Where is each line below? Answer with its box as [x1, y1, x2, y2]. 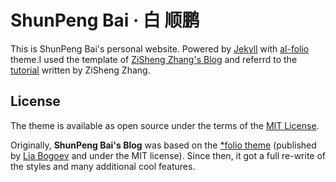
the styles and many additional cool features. [10, 160, 196, 172]
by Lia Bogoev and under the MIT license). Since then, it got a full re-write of [10, 149, 327, 161]
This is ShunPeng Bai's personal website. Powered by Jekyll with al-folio [10, 42, 310, 55]
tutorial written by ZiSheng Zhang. [10, 64, 151, 76]
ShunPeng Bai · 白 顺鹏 [10, 9, 200, 32]
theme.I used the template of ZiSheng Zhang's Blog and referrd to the [10, 53, 298, 65]
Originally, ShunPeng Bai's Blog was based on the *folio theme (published [10, 139, 317, 151]
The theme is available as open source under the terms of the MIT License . [10, 119, 320, 131]
